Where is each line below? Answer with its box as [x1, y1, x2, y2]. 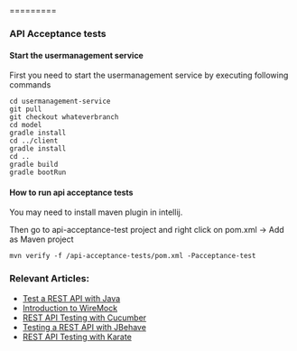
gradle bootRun [9, 168, 67, 177]
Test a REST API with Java [22, 292, 121, 303]
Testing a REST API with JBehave [22, 321, 147, 332]
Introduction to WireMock [22, 302, 118, 313]
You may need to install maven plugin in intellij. [9, 207, 183, 217]
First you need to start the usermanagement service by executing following [9, 69, 289, 81]
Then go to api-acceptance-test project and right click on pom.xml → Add [9, 225, 284, 236]
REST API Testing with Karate [22, 331, 133, 342]
